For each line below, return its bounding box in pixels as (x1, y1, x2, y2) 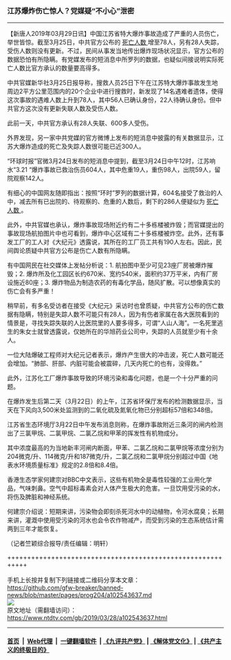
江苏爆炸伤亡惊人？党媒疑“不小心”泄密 (7, 6, 135, 15)
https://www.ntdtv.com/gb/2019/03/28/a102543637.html (7, 614, 168, 622)
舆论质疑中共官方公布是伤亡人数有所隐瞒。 (12, 247, 134, 255)
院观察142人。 (7, 174, 48, 183)
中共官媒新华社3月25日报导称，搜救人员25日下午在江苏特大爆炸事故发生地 (7, 79, 219, 87)
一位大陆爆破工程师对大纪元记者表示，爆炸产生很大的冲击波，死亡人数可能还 (7, 351, 224, 359)
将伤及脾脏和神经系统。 (7, 493, 74, 501)
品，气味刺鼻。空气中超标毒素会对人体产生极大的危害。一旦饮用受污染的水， (7, 484, 224, 493)
